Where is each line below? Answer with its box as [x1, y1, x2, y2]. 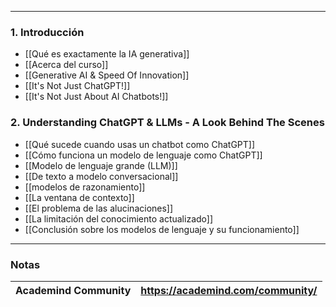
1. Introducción [10, 25, 85, 39]
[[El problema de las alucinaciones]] [24, 202, 174, 214]
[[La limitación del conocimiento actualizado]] [24, 212, 214, 225]
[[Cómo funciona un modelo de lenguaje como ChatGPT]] [24, 149, 263, 161]
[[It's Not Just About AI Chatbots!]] [24, 91, 169, 103]
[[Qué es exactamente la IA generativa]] [24, 48, 190, 60]
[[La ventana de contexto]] [24, 191, 135, 203]
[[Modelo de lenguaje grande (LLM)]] [24, 159, 178, 171]
